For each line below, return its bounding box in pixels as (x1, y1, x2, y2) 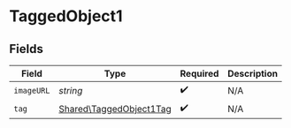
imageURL (13, 86, 50, 95)
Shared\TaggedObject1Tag (58, 102, 172, 115)
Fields (9, 41, 44, 56)
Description (227, 68, 279, 79)
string (58, 84, 83, 96)
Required (180, 68, 219, 79)
